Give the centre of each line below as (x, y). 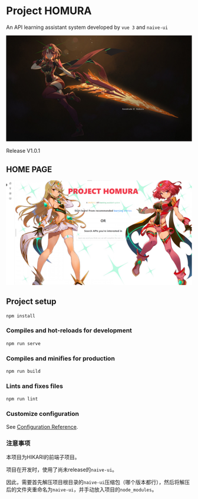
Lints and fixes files (35, 386)
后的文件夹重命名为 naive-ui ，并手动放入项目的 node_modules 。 (82, 489)
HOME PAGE (29, 169)
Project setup (32, 302)
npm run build (24, 372)
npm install (21, 316)
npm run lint (22, 399)
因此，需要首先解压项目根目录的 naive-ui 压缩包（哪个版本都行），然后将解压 (98, 482)
